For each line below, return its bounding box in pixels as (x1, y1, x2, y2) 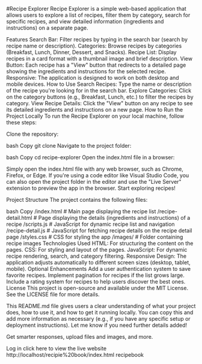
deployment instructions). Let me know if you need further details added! (6, 321, 188, 329)
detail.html (6, 214, 32, 221)
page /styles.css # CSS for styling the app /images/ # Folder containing (6, 234, 183, 240)
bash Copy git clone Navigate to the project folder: (6, 142, 132, 149)
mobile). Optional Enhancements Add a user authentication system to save (6, 265, 191, 272)
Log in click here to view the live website (6, 345, 107, 352)
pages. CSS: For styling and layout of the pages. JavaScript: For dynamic (6, 246, 188, 253)
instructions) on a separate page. (6, 24, 88, 31)
